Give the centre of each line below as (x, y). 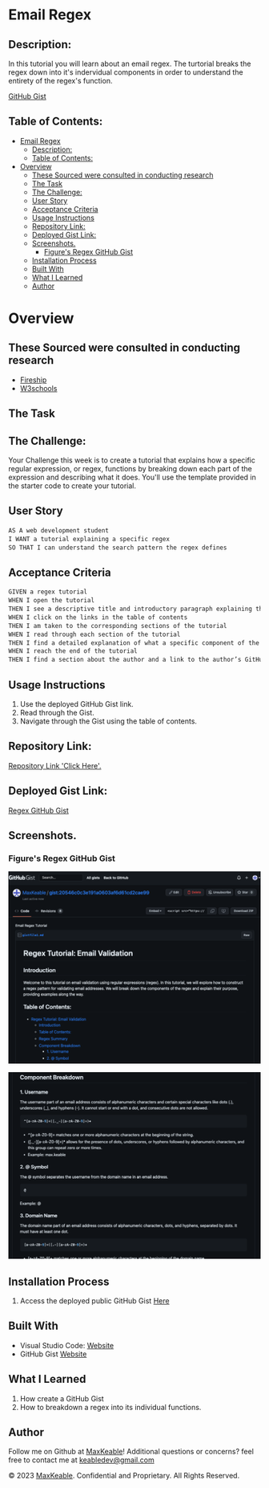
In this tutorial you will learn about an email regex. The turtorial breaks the (130, 63)
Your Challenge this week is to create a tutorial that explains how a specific (132, 460)
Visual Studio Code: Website (67, 1345)
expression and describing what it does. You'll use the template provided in (132, 477)
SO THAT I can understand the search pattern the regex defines (118, 548)
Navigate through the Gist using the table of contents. (108, 721)
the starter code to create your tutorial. (72, 486)
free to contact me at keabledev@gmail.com (81, 1460)
